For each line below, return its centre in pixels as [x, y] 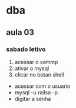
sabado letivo [26, 49]
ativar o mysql [32, 68]
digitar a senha [33, 99]
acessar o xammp [36, 62]
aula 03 [20, 32]
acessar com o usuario [42, 86]
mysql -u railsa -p [36, 92]
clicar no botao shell [39, 74]
